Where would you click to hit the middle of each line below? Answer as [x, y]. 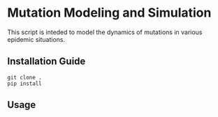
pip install [24, 84]
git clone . [24, 77]
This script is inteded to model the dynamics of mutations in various [105, 32]
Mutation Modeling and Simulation [109, 13]
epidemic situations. [36, 39]
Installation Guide [46, 62]
